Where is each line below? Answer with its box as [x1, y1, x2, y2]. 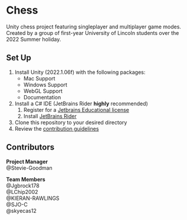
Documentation [23, 93, 61, 101]
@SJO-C [6, 200, 28, 208]
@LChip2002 [6, 188, 38, 195]
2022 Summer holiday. [6, 35, 61, 43]
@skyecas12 [6, 207, 37, 214]
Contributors [6, 143, 55, 153]
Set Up [6, 53, 31, 63]
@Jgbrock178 [6, 182, 40, 189]
